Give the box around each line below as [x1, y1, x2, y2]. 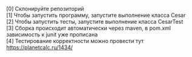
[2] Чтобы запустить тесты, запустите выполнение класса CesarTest [6, 18, 184, 25]
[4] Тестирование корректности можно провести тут [6, 38, 144, 44]
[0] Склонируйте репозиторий [6, 5, 84, 12]
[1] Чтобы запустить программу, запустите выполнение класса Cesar [6, 12, 186, 19]
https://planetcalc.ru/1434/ [6, 44, 73, 51]
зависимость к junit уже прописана [6, 31, 98, 38]
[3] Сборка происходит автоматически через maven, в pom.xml [6, 24, 171, 32]
